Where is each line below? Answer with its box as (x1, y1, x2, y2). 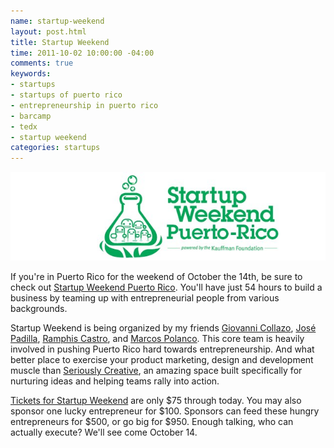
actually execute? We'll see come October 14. (10, 426, 198, 438)
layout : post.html (10, 26, 87, 37)
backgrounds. (10, 302, 68, 314)
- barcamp (10, 111, 52, 121)
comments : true (10, 58, 74, 69)
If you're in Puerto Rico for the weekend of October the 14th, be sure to (10, 270, 303, 282)
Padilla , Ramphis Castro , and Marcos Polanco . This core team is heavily (10, 332, 305, 344)
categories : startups (10, 143, 101, 153)
